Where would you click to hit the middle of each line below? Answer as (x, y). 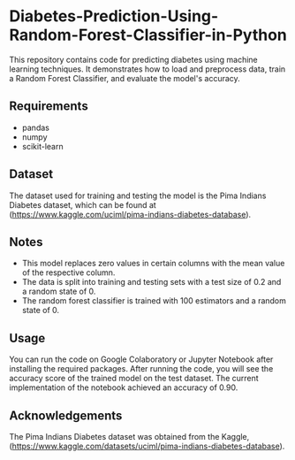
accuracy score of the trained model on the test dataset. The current (134, 379)
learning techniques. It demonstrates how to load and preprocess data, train (147, 69)
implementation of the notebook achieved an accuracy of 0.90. (124, 387)
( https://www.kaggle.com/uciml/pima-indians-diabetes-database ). (130, 214)
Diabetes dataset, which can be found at (83, 204)
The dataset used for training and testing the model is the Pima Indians (138, 195)
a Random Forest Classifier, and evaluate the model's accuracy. (125, 78)
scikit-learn (42, 146)
